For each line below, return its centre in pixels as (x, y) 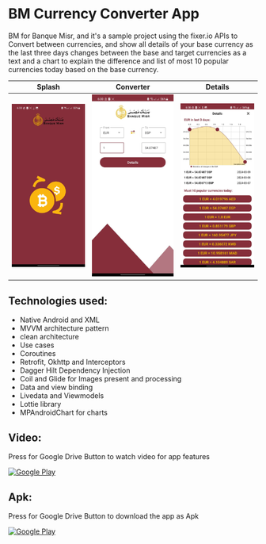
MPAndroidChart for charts (64, 412)
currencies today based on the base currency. (84, 69)
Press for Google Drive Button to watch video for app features (109, 457)
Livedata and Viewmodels (62, 396)
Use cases (37, 345)
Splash (49, 87)
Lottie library (40, 404)
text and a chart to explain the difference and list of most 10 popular (119, 61)
